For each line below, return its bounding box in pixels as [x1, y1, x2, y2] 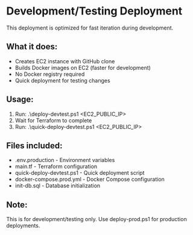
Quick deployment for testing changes [14, 77, 110, 84]
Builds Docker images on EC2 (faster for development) [14, 64, 151, 71]
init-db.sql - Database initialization [14, 182, 101, 189]
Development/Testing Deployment [6, 4, 183, 18]
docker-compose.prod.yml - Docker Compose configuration [14, 176, 165, 183]
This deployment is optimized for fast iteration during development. [6, 24, 174, 31]
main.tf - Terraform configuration [14, 163, 98, 170]
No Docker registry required [14, 70, 85, 78]
